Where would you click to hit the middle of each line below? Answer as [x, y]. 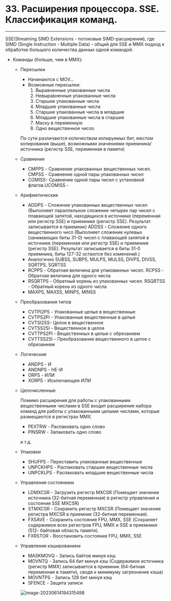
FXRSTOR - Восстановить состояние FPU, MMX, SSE [85, 536]
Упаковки [31, 452]
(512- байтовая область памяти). [63, 530]
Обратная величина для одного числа [69, 275]
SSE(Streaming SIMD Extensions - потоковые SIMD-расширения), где [80, 38]
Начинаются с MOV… [51, 79]
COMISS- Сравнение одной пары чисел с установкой [86, 180]
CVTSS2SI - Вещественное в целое [66, 328]
